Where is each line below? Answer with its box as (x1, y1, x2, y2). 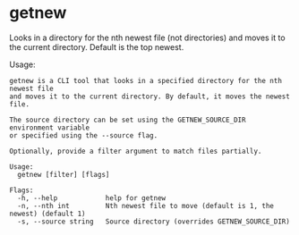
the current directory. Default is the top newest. (9, 41, 184, 52)
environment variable (9, 123, 90, 132)
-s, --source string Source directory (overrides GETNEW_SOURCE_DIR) (17, 217, 291, 226)
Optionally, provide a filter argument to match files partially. (9, 147, 262, 155)
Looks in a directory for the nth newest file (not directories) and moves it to (9, 32, 286, 43)
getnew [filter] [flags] (17, 170, 110, 179)
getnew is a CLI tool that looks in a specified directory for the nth (9, 76, 282, 85)
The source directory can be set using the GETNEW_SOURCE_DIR (9, 115, 246, 124)
